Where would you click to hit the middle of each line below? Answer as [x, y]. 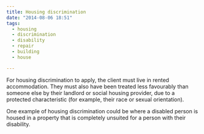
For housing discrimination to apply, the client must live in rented [88, 80]
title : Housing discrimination [46, 12]
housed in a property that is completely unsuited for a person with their [96, 118]
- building [26, 52]
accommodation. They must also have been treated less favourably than [97, 86]
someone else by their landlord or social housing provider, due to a [91, 93]
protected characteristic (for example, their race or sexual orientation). [95, 99]
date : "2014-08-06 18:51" [39, 18]
